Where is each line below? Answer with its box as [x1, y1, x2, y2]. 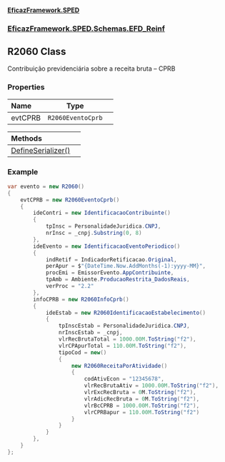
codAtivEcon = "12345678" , [84, 376, 164, 383]
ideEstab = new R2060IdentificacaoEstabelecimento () [45, 309, 206, 316]
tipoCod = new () [58, 348, 107, 356]
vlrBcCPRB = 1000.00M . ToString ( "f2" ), [84, 402, 200, 409]
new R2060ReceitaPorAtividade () [71, 362, 168, 369]
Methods [11, 133, 43, 143]
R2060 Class [7, 45, 66, 57]
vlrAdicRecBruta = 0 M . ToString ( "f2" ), [84, 395, 200, 403]
